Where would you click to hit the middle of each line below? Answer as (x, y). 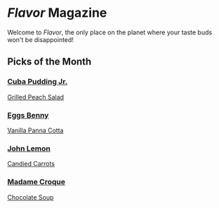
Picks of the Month (49, 62)
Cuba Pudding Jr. (38, 82)
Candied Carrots (31, 164)
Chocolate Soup (31, 197)
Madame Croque (36, 182)
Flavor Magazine (57, 13)
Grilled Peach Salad (36, 97)
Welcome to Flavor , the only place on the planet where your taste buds (110, 32)
